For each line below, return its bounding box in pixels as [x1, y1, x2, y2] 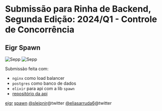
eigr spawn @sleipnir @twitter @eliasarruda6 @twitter [5, 100, 112, 106]
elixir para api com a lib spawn [12, 86, 75, 91]
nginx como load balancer [12, 75, 65, 81]
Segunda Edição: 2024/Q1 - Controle [5, 14, 157, 25]
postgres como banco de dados [12, 80, 77, 86]
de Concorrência [5, 24, 75, 35]
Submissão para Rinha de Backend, [5, 3, 151, 15]
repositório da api [12, 91, 48, 96]
